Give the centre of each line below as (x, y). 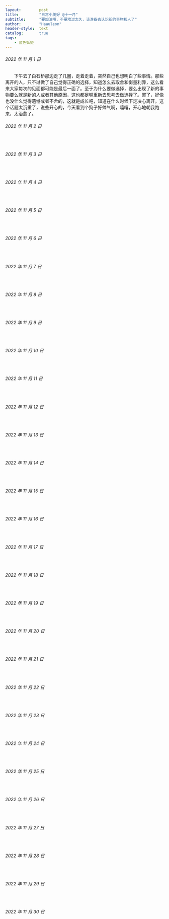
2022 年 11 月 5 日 (23, 210)
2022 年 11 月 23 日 (25, 715)
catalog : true (27, 33)
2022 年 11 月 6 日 (24, 238)
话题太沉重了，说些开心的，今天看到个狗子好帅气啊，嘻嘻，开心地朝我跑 (84, 107)
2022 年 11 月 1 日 (23, 59)
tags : (11, 38)
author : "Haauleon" (33, 24)
